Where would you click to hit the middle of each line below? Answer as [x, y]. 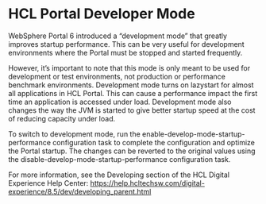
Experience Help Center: [48, 183]
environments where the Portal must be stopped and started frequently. [125, 52]
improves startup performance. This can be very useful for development [126, 44]
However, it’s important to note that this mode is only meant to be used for [129, 67]
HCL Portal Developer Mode [102, 14]
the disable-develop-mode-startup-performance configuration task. [120, 159]
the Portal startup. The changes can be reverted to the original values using [132, 151]
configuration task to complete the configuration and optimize [154, 142]
